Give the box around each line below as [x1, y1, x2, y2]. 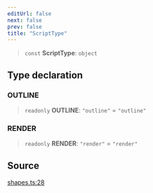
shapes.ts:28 [7, 178, 45, 187]
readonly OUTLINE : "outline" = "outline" [24, 106, 147, 114]
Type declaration [7, 69, 83, 81]
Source [7, 159, 40, 171]
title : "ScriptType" [7, 29, 68, 37]
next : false [7, 17, 42, 24]
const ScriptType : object [24, 49, 98, 57]
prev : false [7, 23, 42, 30]
